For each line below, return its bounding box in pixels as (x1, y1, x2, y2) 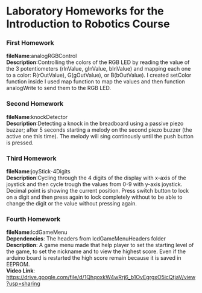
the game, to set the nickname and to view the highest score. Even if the (6, 248, 186, 255)
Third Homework (6, 154, 57, 163)
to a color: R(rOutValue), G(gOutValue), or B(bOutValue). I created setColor (6, 71, 192, 79)
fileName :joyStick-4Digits (6, 168, 71, 175)
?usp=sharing (6, 280, 40, 288)
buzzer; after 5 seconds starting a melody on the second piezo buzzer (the (6, 126, 192, 134)
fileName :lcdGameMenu (6, 228, 68, 236)
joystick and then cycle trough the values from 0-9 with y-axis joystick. (6, 181, 183, 188)
